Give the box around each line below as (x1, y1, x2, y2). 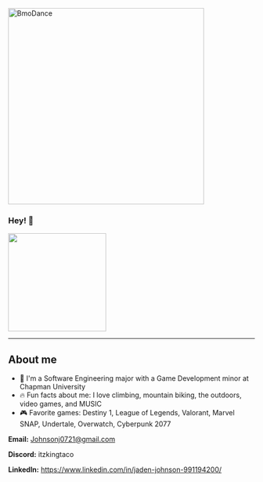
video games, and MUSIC (19, 400, 103, 409)
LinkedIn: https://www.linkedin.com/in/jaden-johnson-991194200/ (8, 465, 222, 474)
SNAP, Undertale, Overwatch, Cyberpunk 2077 (19, 419, 171, 429)
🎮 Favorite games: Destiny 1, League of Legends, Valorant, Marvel (19, 408, 235, 418)
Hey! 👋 (8, 215, 34, 226)
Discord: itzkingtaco (8, 450, 74, 459)
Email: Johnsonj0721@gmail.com (8, 435, 116, 444)
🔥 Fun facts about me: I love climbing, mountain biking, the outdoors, (19, 390, 242, 400)
